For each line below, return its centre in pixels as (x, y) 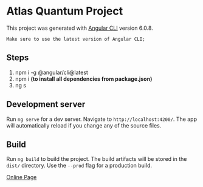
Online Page (22, 177)
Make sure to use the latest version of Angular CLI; (76, 39)
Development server (46, 104)
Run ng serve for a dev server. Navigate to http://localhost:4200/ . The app (102, 119)
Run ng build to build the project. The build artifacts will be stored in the (97, 159)
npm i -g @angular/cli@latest (51, 72)
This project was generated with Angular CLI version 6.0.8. (80, 28)
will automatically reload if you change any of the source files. (84, 125)
